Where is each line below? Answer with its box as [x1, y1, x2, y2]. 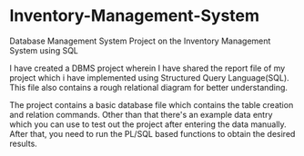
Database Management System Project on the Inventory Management [9, 35, 271, 46]
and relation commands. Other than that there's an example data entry [9, 109, 273, 120]
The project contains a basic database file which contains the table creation [9, 99, 294, 110]
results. [9, 138, 38, 149]
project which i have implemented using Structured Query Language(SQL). [9, 72, 289, 83]
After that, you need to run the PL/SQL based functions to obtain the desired [9, 128, 296, 139]
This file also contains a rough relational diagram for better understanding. [9, 82, 289, 93]
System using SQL [9, 44, 79, 55]
